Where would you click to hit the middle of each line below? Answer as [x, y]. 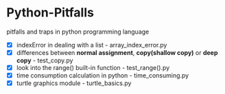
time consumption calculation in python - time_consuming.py [103, 75]
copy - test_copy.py [45, 60]
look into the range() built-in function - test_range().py [93, 68]
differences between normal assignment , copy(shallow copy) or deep [117, 52]
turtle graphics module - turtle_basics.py [74, 83]
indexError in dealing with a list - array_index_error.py [92, 45]
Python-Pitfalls [50, 13]
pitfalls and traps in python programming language [78, 32]
